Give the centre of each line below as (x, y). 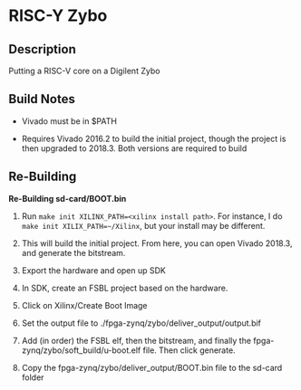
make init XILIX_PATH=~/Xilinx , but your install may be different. (143, 225)
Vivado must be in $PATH (69, 121)
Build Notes (42, 99)
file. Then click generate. (189, 350)
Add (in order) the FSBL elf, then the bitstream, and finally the (136, 340)
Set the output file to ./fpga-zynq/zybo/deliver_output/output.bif (141, 323)
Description (42, 49)
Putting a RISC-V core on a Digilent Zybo (84, 71)
